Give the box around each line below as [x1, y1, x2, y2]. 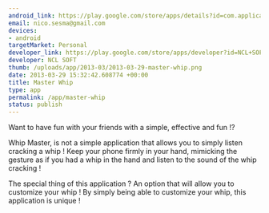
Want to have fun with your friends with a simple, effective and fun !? [8, 123, 235, 132]
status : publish [8, 101, 62, 108]
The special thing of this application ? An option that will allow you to [8, 179, 235, 188]
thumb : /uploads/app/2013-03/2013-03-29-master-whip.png [8, 64, 203, 72]
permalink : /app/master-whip [8, 93, 106, 101]
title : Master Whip [8, 78, 74, 86]
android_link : [8, 11, 56, 20]
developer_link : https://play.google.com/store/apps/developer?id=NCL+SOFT [8, 49, 267, 57]
